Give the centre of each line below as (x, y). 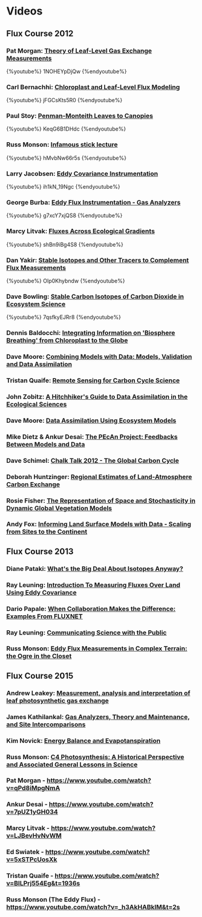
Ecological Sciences (37, 404)
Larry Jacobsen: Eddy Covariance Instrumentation (82, 174)
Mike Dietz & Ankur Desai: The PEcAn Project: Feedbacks (92, 437)
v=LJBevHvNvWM (34, 836)
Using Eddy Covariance (41, 592)
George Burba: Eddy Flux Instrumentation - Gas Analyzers (93, 202)
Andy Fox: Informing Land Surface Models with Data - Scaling (99, 524)
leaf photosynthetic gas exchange (57, 700)
